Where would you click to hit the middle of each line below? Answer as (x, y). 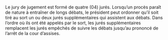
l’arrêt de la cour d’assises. (33, 33)
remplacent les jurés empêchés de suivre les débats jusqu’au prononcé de (82, 28)
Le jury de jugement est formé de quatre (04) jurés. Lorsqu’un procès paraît (83, 7)
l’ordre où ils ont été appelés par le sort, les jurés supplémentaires (73, 23)
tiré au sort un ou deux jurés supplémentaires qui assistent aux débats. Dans (84, 18)
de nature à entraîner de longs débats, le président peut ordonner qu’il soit (82, 12)
